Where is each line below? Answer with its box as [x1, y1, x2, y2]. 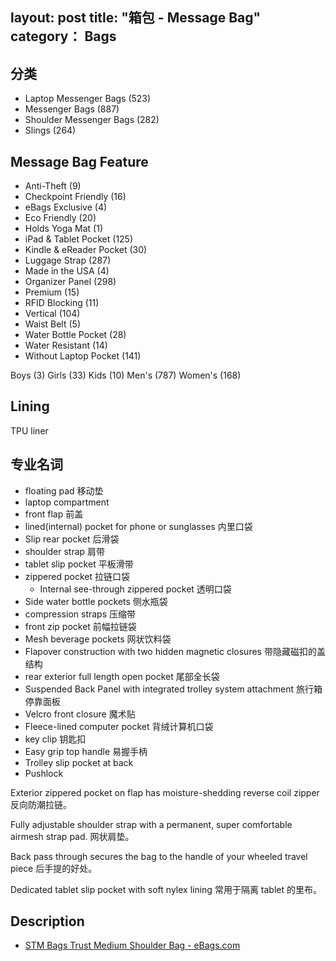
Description [10, 913, 85, 930]
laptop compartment [24, 496, 110, 508]
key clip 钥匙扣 [24, 733, 87, 745]
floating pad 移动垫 [24, 484, 104, 497]
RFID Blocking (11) [24, 297, 100, 309]
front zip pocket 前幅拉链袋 [24, 620, 137, 632]
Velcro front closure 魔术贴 [24, 708, 136, 720]
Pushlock [24, 767, 64, 779]
